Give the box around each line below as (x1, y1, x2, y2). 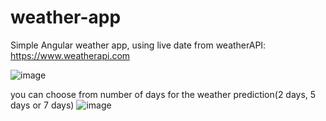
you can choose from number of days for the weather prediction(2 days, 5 (10, 88, 317, 100)
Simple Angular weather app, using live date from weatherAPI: (10, 39, 267, 51)
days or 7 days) (10, 99, 75, 111)
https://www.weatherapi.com (10, 49, 131, 61)
